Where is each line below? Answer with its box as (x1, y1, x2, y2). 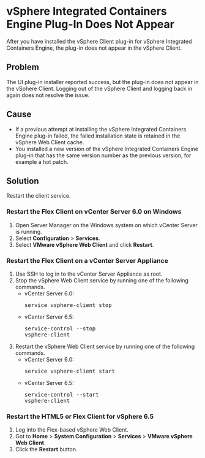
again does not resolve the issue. (6, 91, 90, 99)
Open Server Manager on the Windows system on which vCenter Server (15, 221, 198, 228)
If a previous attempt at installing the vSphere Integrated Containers (15, 125, 187, 133)
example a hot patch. (15, 158, 69, 165)
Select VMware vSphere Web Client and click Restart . (15, 241, 154, 248)
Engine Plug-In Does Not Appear (6, 17, 174, 31)
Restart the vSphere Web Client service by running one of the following (15, 343, 195, 350)
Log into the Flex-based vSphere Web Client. (15, 426, 129, 433)
